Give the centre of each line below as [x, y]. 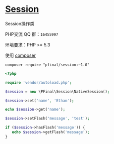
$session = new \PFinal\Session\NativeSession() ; [57, 91]
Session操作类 [20, 23]
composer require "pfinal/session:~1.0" [48, 65]
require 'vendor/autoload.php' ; [38, 82]
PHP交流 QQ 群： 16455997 [32, 34]
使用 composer [21, 55]
